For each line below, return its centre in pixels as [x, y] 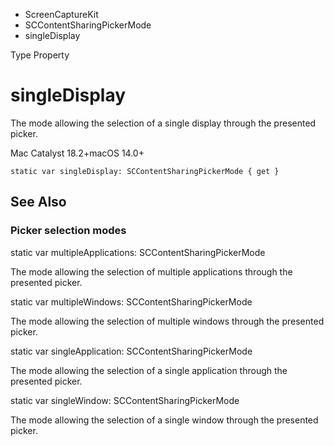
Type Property [40, 55]
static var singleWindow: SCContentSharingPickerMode [125, 400]
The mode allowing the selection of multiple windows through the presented [167, 321]
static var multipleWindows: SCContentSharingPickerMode [131, 301]
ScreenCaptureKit [61, 14]
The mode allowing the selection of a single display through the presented [163, 123]
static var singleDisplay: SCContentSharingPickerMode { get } [145, 171]
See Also [38, 202]
